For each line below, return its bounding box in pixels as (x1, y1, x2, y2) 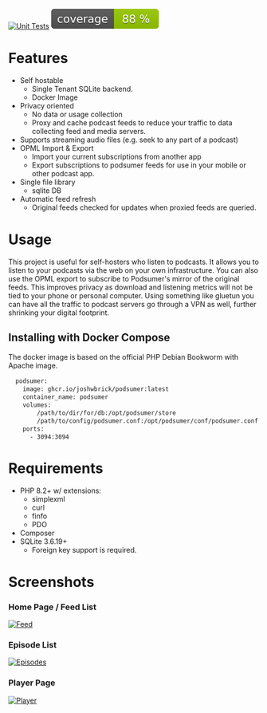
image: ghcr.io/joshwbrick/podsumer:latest (22, 384, 170, 393)
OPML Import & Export (19, 143, 94, 152)
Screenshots (8, 573, 95, 591)
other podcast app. (31, 168, 95, 178)
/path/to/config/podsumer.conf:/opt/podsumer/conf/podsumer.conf (37, 416, 259, 425)
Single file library (19, 177, 76, 187)
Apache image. (8, 360, 58, 370)
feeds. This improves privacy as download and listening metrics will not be (8, 282, 253, 292)
